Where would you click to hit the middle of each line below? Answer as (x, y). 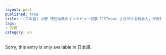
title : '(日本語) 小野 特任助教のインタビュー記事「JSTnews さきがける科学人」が (81, 19)
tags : (11, 23)
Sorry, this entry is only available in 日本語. (48, 47)
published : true (22, 14)
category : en (19, 32)
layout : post (19, 10)
